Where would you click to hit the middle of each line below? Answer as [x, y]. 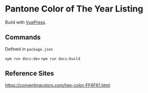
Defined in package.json [29, 49]
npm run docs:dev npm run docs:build [43, 59]
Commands [23, 37]
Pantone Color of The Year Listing [74, 9]
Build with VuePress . [26, 22]
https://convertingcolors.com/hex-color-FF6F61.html [58, 85]
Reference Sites [30, 73]
